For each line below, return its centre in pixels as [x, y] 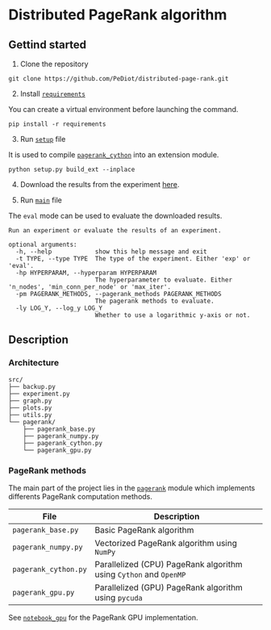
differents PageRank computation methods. [81, 496]
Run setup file [43, 139]
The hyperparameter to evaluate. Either [163, 280]
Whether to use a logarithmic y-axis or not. [173, 315]
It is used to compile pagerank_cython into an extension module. [114, 154]
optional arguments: [43, 244]
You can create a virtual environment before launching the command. [123, 109]
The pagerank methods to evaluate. [155, 301]
